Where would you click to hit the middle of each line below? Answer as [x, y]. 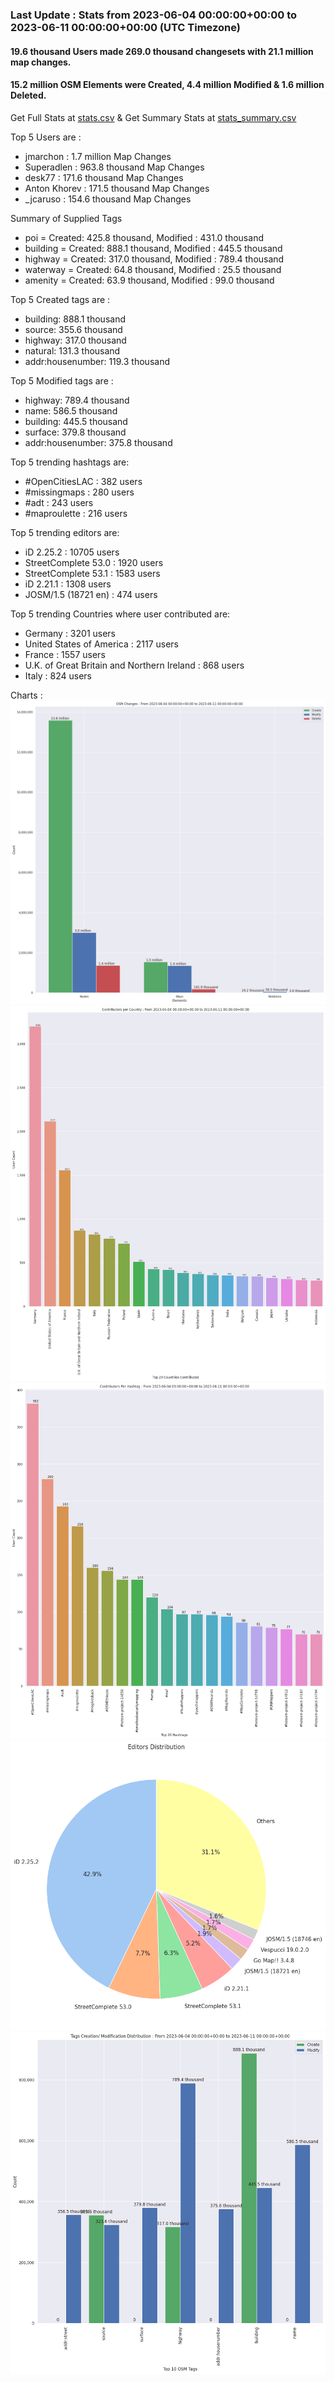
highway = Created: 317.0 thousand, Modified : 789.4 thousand [154, 259]
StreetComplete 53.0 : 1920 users [94, 562]
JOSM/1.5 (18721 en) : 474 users [91, 594]
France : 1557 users [65, 654]
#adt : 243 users [59, 502]
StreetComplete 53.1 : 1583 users [92, 573]
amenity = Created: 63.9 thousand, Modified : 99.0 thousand [149, 280]
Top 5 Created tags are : [60, 299]
